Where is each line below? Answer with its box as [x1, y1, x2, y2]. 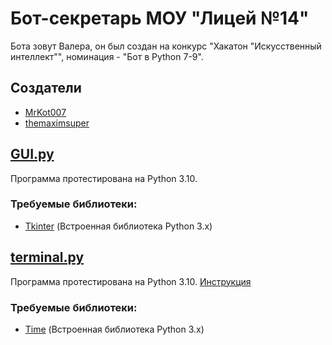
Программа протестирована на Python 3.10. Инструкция [10, 275, 252, 287]
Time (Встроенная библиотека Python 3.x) [24, 323, 205, 335]
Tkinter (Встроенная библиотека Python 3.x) [24, 220, 213, 232]
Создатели [10, 80, 82, 97]
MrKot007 [24, 106, 67, 118]
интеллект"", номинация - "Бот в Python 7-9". [10, 50, 204, 62]
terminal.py [10, 249, 85, 266]
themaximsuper [24, 117, 90, 129]
